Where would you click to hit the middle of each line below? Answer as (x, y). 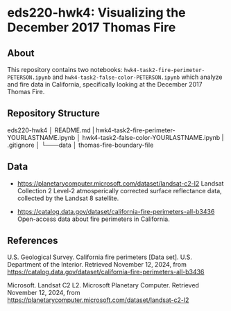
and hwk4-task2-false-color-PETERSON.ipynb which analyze (137, 77)
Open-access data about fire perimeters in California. (93, 219)
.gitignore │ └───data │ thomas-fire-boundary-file (80, 145)
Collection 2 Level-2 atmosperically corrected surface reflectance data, (119, 190)
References (33, 241)
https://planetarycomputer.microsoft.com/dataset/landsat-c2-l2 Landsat (120, 183)
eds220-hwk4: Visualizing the (96, 13)
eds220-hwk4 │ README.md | (51, 130)
